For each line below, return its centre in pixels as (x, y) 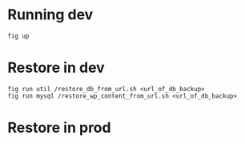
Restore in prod (59, 128)
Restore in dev (56, 68)
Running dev (50, 15)
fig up (18, 36)
